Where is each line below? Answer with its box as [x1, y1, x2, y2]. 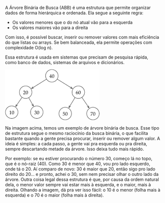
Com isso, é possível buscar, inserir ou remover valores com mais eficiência [5, 34, 159, 40]
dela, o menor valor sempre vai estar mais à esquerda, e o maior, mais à [5, 182, 151, 187]
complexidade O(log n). [5, 45, 53, 50]
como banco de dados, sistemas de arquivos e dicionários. [5, 60, 125, 65]
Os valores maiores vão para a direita [12, 25, 88, 31]
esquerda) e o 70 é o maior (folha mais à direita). [5, 192, 104, 198]
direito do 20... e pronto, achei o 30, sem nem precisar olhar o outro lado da [5, 171, 159, 177]
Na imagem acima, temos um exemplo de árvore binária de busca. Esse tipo [5, 125, 160, 131]
